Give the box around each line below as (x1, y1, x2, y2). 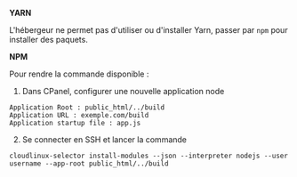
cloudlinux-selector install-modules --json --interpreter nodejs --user (9, 151, 289, 160)
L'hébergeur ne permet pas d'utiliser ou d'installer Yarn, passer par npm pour (9, 25, 288, 35)
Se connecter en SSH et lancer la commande (21, 134, 188, 145)
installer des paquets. (9, 35, 89, 44)
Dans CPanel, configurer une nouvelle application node (21, 86, 225, 96)
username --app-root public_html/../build (9, 159, 169, 168)
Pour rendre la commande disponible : (9, 68, 149, 79)
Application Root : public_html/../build (9, 103, 165, 112)
